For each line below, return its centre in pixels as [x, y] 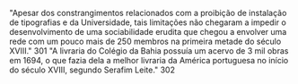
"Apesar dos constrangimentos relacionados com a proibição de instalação [148, 13]
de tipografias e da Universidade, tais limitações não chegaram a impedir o [148, 22]
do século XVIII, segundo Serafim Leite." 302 [92, 70]
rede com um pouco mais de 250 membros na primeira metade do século [145, 41]
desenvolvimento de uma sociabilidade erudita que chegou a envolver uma [148, 32]
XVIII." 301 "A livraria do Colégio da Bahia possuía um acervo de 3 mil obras [149, 51]
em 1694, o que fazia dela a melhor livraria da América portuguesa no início [149, 60]
